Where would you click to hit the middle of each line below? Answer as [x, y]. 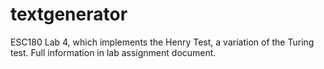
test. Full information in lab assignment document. [113, 52]
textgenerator [69, 14]
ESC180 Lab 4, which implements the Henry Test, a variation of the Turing [162, 42]
